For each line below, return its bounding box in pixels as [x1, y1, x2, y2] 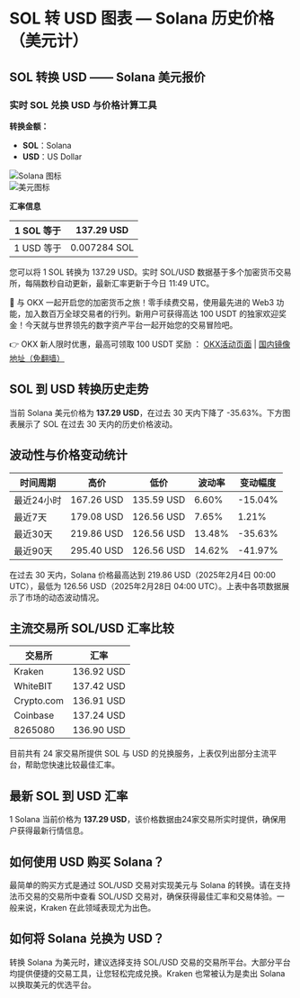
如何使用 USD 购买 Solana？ [9, 854, 164, 869]
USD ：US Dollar [22, 150, 83, 162]
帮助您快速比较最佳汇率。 [24, 759, 119, 770]
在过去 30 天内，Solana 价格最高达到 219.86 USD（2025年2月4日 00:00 [9, 569, 277, 580]
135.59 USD [131, 493, 186, 505]
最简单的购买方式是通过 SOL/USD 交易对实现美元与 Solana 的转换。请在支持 [9, 879, 291, 890]
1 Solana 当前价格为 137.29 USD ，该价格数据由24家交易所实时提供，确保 [9, 814, 278, 825]
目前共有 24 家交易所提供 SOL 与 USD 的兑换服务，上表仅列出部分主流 [9, 748, 269, 759]
